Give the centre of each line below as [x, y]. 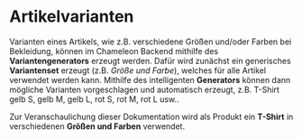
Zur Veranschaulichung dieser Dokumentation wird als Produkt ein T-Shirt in [151, 116]
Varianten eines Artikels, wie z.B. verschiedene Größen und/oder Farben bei [151, 42]
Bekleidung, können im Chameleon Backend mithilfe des [114, 51]
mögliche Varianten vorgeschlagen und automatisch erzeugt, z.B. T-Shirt [144, 89]
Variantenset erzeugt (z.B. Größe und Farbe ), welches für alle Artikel [138, 70]
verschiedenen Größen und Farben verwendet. [97, 126]
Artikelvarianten [72, 17]
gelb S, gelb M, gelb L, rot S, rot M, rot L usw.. [94, 99]
